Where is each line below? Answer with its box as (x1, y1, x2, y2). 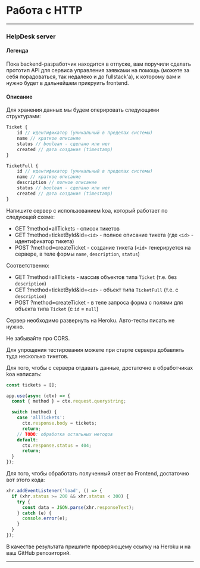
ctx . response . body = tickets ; (21, 420, 97, 426)
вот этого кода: (6, 476, 45, 484)
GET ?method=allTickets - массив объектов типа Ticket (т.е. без (14, 273, 177, 281)
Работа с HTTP (6, 4, 83, 17)
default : (17, 437, 39, 443)
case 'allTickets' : (17, 415, 65, 421)
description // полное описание (17, 180, 97, 186)
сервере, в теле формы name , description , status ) (14, 250, 140, 257)
